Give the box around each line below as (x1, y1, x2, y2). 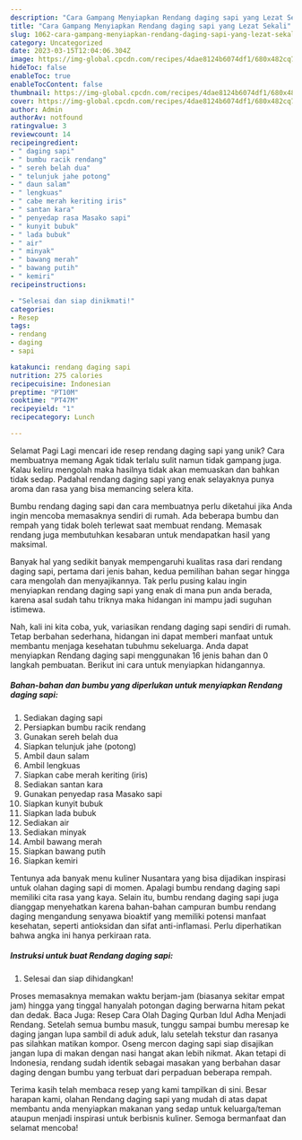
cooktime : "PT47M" (10, 396, 79, 405)
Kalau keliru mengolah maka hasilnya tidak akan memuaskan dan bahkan (10, 464, 280, 475)
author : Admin (10, 105, 64, 114)
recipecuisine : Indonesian (10, 379, 111, 389)
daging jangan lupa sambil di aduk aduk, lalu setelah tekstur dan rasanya (10, 1029, 279, 1039)
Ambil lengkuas (22, 759, 81, 770)
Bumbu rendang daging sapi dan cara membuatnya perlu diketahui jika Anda (10, 500, 293, 512)
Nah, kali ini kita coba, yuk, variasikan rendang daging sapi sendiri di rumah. (10, 621, 291, 632)
